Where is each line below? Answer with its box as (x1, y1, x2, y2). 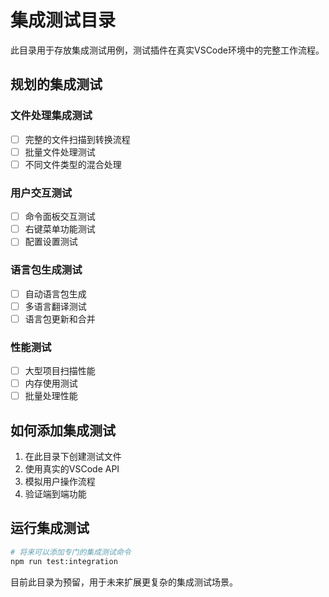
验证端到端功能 (24, 488, 87, 500)
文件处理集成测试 (10, 109, 93, 123)
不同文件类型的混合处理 (24, 158, 122, 170)
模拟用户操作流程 (24, 476, 96, 488)
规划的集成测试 (10, 76, 103, 93)
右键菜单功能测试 (24, 223, 96, 235)
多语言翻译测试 (24, 300, 87, 312)
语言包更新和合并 (24, 312, 96, 325)
